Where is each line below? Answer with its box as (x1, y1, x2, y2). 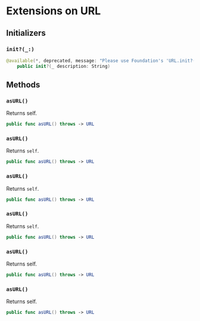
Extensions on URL (6, 4, 101, 18)
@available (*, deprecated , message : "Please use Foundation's (6, 58, 164, 64)
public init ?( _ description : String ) (17, 63, 111, 69)
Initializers (6, 28, 46, 38)
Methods (6, 80, 40, 90)
